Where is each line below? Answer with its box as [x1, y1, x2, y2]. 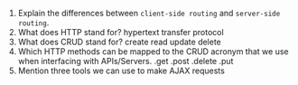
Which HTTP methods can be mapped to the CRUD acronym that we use [17, 46, 289, 57]
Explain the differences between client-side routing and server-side [17, 8, 281, 18]
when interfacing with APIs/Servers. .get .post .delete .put [17, 56, 234, 66]
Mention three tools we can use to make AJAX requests [17, 65, 226, 76]
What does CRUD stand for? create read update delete [17, 36, 221, 47]
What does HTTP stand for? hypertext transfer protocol [17, 27, 224, 37]
